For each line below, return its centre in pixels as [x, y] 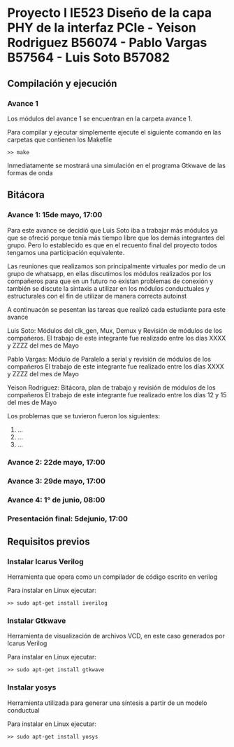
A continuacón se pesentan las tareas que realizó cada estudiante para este [116, 309]
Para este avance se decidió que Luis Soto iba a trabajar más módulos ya [112, 230]
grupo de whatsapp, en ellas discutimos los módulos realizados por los [109, 273]
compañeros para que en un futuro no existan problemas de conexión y [110, 281]
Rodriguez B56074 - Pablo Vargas [107, 43]
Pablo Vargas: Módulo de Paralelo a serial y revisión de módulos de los [109, 359]
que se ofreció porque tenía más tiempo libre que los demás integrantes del [116, 238]
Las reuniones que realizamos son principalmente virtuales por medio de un [116, 266]
